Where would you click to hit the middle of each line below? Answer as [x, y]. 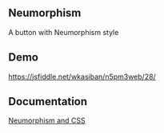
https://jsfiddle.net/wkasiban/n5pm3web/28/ [82, 76]
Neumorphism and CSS [47, 121]
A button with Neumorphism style [64, 32]
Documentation [48, 102]
